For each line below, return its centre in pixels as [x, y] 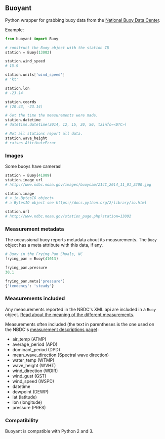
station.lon [17, 88]
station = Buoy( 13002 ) [28, 52]
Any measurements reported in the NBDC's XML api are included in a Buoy [81, 309]
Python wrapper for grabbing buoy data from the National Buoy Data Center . [83, 20]
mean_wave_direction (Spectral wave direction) [61, 355]
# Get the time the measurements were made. [52, 115]
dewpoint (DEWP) [30, 391]
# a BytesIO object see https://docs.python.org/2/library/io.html [76, 203]
